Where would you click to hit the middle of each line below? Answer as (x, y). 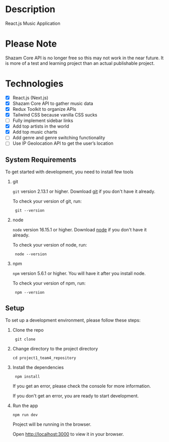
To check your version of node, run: (50, 245)
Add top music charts (35, 132)
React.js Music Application (33, 23)
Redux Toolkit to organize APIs (44, 109)
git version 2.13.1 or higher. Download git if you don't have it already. (84, 191)
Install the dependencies (38, 367)
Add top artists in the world (41, 126)
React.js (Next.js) (30, 98)
